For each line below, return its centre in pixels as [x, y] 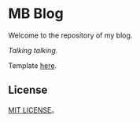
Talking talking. [33, 50]
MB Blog [36, 14]
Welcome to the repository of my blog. [70, 35]
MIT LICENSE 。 [33, 109]
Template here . [33, 65]
